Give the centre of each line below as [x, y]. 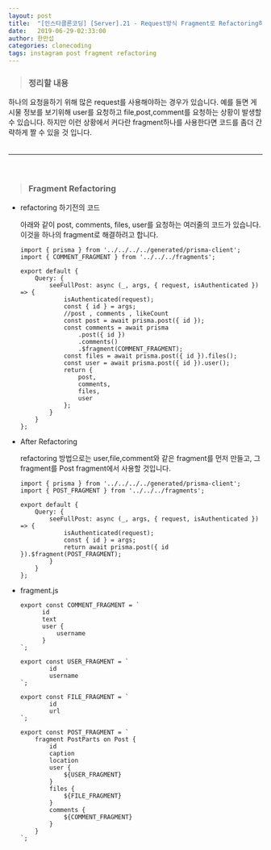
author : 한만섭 [31, 38]
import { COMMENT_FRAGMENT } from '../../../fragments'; [118, 257]
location [64, 760]
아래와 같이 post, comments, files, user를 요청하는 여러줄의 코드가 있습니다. [140, 224]
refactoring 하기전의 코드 [60, 207]
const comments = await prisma [116, 328]
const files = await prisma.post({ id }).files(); [150, 356]
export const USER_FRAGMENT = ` [74, 662]
